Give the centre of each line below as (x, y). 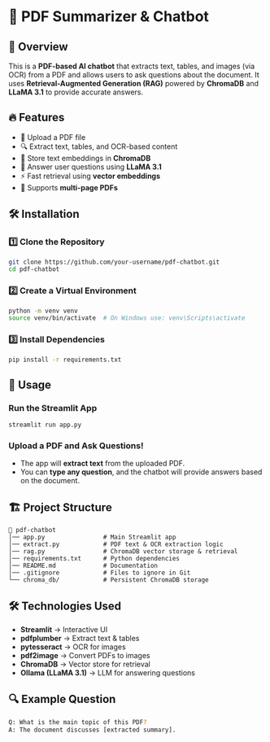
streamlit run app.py (45, 425)
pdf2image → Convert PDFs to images (85, 655)
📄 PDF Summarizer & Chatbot (109, 17)
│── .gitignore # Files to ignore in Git (100, 573)
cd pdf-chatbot (34, 269)
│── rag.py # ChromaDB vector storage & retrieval (123, 552)
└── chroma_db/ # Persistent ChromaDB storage (109, 580)
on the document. (50, 481)
